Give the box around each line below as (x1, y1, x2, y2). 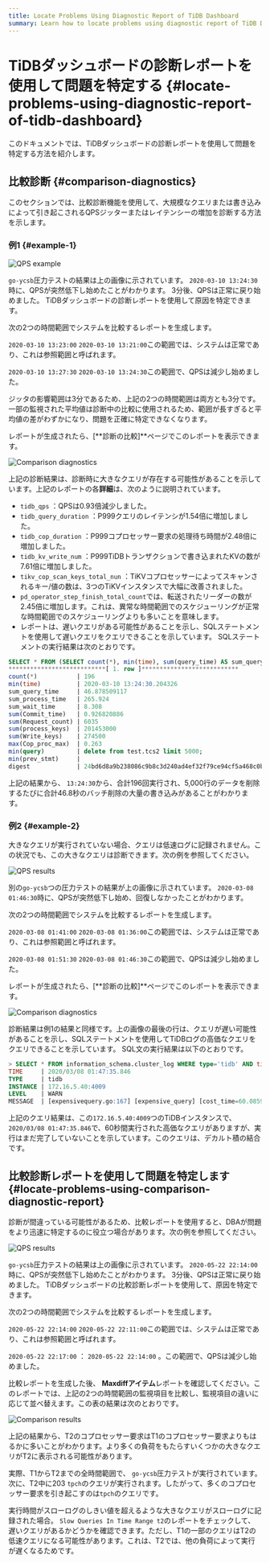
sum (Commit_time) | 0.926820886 (8, 710, 125, 718)
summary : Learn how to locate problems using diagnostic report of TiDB (8, 19, 257, 27)
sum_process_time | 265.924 (8, 695, 110, 703)
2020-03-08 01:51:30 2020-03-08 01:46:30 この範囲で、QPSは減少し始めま (8, 954, 253, 964)
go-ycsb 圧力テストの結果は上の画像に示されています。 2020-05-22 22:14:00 (8, 1260, 259, 1269)
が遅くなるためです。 (8, 1546, 79, 1556)
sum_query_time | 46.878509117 (8, 688, 128, 696)
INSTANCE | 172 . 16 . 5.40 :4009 (8, 1083, 106, 1091)
